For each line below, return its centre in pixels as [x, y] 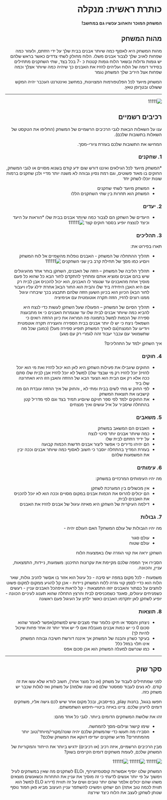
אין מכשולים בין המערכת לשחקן [120, 488]
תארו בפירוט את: [146, 246]
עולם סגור [140, 537]
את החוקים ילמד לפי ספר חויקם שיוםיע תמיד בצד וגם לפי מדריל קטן [87, 399]
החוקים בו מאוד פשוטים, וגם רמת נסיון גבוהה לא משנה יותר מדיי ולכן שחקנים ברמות [84, 173]
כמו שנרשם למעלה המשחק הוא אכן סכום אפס [107, 649]
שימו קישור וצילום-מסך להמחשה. [119, 726]
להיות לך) [140, 633]
